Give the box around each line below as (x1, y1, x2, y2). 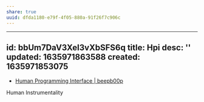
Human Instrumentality (6, 89, 64, 97)
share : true (6, 8, 36, 15)
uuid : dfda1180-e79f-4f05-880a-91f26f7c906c (6, 14, 121, 21)
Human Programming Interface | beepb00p (15, 77, 123, 84)
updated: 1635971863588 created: (6, 52, 141, 62)
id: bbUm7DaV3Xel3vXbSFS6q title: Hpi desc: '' (6, 42, 191, 53)
